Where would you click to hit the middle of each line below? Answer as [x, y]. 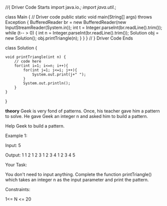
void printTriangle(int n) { [36, 57]
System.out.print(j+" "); [59, 74]
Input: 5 [13, 145]
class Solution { [21, 48]
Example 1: [16, 135]
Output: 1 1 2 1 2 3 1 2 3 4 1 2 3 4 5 [40, 155]
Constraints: [18, 189]
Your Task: [16, 165]
